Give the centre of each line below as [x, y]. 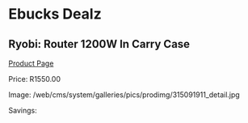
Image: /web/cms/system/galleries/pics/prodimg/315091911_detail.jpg [124, 95]
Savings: [23, 110]
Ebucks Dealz [55, 14]
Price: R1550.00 [35, 79]
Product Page [31, 63]
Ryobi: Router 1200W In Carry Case [99, 44]
